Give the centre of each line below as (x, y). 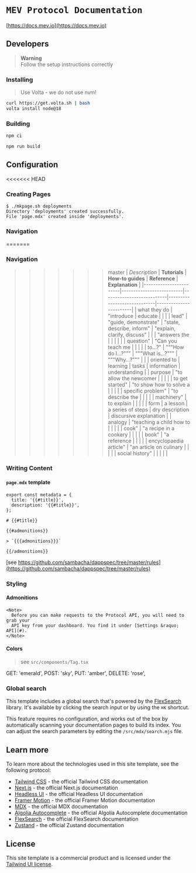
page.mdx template (28, 482)
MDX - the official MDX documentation (61, 807)
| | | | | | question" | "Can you (142, 341)
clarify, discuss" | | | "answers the (149, 334)
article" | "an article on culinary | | (149, 447)
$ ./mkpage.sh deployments (39, 206)
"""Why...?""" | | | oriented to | (144, 360)
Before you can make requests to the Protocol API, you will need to (98, 615)
